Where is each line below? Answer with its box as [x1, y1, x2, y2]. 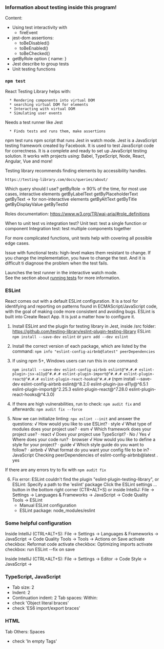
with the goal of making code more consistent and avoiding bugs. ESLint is [5, 308, 155, 314]
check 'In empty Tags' [12, 638, 57, 644]
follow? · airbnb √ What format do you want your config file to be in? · [12, 447, 152, 453]
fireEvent [19, 30, 38, 36]
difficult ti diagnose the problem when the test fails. [5, 260, 108, 266]
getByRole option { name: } [12, 56, 67, 62]
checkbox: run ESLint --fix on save [5, 547, 75, 553]
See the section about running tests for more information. [5, 275, 121, 281]
